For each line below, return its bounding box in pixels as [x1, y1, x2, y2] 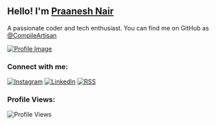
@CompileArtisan [7, 31, 57, 39]
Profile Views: [7, 95, 55, 104]
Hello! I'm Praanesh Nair [7, 6, 114, 17]
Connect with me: [7, 61, 69, 71]
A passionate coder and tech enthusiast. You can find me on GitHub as [7, 23, 209, 32]
